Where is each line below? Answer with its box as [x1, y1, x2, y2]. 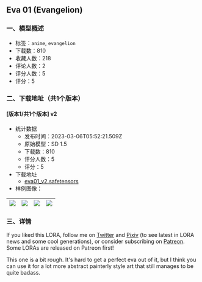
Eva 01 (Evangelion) [6, 5, 83, 15]
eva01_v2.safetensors [24, 177, 79, 185]
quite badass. [6, 269, 41, 277]
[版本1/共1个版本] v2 [6, 110, 57, 118]
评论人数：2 [15, 62, 46, 69]
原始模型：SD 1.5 [24, 140, 67, 147]
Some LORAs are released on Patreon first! [6, 244, 114, 252]
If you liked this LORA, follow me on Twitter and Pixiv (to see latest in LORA [6, 231, 194, 239]
